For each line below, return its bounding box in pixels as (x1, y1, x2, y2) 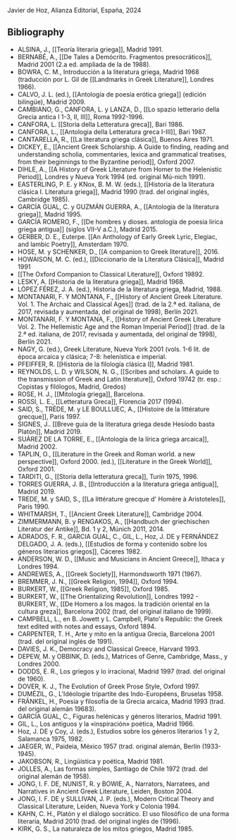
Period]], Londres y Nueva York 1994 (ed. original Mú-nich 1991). (17, 172, 206, 181)
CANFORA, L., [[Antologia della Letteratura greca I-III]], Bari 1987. (17, 127, 207, 136)
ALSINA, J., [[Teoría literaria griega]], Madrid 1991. (17, 45, 163, 54)
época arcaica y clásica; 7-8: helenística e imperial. (17, 352, 167, 360)
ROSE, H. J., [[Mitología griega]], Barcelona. (17, 389, 145, 398)
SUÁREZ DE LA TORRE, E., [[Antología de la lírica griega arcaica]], (17, 434, 209, 443)
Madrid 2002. (17, 442, 58, 451)
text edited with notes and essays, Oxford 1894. (17, 622, 156, 631)
